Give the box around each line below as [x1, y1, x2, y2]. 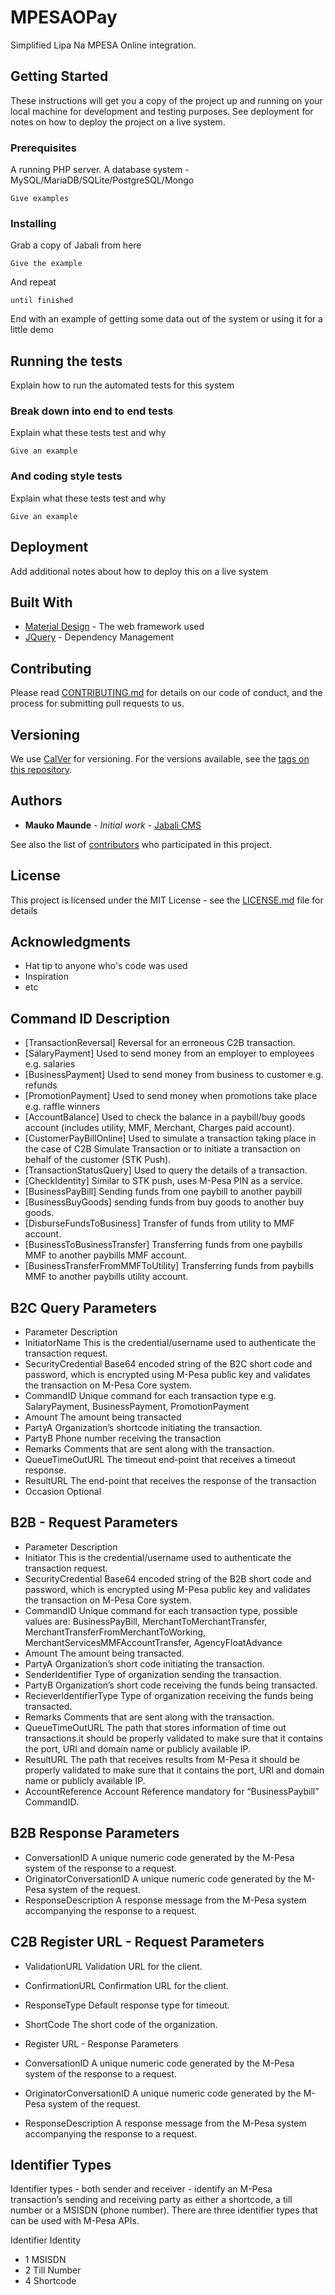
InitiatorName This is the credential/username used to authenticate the [24, 1337, 317, 1349]
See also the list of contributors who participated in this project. [10, 838, 273, 850]
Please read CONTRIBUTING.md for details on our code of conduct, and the [10, 687, 323, 699]
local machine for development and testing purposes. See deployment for [10, 105, 314, 117]
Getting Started [10, 68, 109, 85]
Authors [10, 792, 63, 810]
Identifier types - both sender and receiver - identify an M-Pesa [10, 2183, 273, 2195]
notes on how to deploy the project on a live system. [10, 116, 226, 128]
